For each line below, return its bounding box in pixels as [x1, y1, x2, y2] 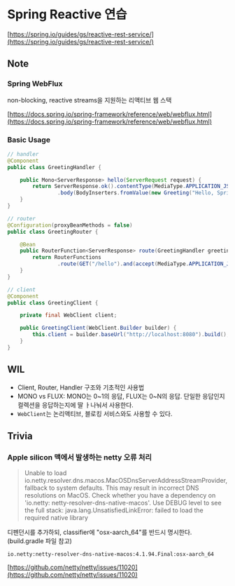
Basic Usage [7, 135, 51, 145]
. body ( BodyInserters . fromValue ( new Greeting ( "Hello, [57, 189, 215, 197]
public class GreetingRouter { [7, 228, 99, 235]
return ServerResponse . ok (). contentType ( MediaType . [32, 183, 187, 190]
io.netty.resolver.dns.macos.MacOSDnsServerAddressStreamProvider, [24, 477, 227, 485]
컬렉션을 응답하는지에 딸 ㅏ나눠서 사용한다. [17, 401, 134, 409]
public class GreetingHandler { [7, 164, 101, 171]
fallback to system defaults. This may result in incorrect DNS [24, 484, 199, 492]
